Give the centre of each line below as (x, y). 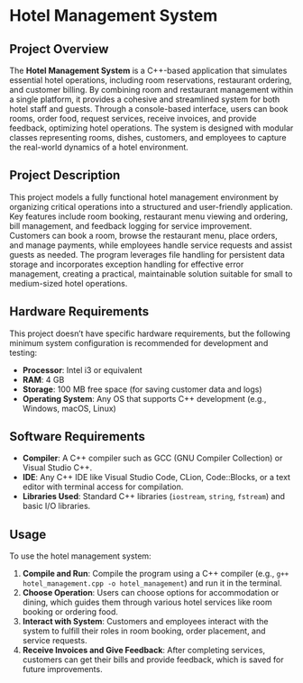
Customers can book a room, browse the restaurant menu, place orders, (143, 235)
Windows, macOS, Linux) (69, 408)
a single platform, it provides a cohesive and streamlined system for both (145, 99)
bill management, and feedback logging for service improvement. (131, 225)
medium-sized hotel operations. (69, 283)
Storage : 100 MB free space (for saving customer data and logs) (142, 389)
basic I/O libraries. (56, 506)
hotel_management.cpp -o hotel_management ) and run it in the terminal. (152, 583)
